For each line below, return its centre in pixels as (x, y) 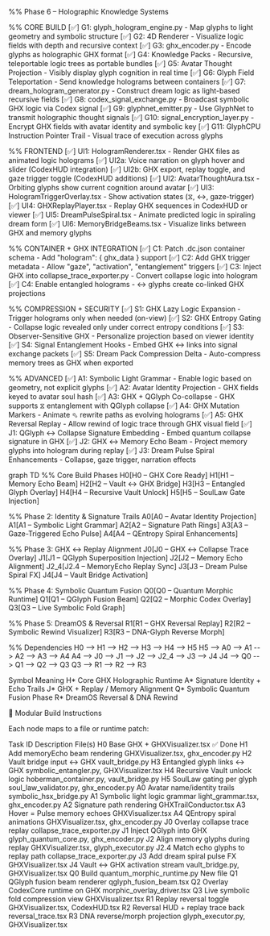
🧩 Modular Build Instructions (55, 713)
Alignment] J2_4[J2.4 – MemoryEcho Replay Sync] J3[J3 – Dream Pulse (128, 566)
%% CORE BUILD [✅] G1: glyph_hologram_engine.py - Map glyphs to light (131, 27)
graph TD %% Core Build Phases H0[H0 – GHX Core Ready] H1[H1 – (121, 475)
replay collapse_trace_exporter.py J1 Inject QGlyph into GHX (108, 830)
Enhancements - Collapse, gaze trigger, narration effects (102, 460)
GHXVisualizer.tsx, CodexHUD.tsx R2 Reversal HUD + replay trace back (127, 907)
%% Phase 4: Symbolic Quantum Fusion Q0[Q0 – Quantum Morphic (121, 591)
